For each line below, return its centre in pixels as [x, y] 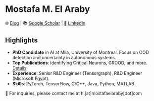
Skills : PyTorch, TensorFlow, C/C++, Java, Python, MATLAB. [74, 84]
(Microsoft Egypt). [31, 78]
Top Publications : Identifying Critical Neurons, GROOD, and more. [80, 63]
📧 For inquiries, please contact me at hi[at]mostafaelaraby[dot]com [74, 93]
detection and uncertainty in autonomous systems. [64, 57]
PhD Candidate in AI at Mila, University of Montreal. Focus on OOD [80, 52]
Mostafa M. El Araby [48, 9]
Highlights [22, 40]
